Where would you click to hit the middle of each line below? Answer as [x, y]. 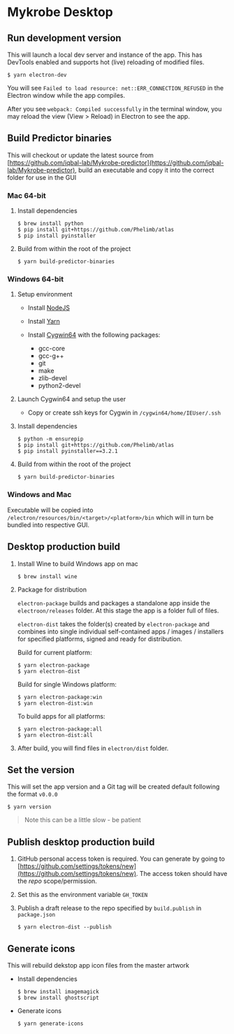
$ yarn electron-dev [37, 75]
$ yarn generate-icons [50, 1024]
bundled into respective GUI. [48, 524]
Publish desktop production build [81, 842]
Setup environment [45, 294]
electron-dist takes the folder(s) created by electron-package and [113, 624]
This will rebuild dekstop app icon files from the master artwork [98, 965]
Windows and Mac [39, 495]
